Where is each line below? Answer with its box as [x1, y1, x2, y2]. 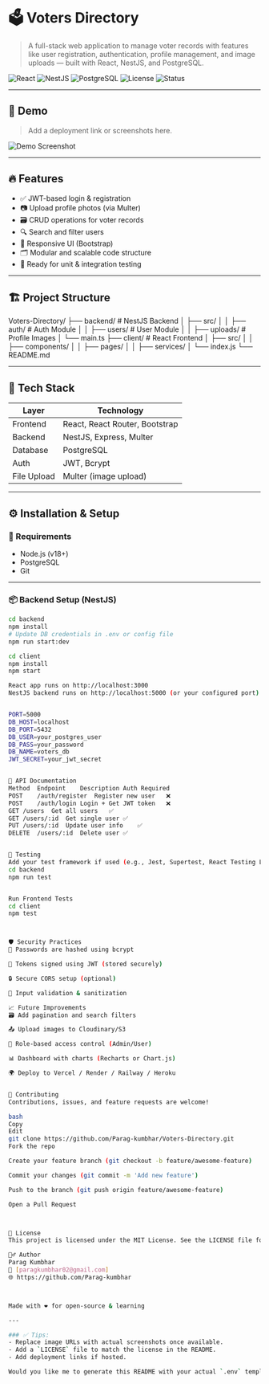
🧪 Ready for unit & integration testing [19, 259, 142, 268]
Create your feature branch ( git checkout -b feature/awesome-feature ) [8, 1157, 252, 1166]
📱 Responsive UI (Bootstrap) [19, 239, 114, 248]
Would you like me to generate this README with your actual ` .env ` [8, 1368, 242, 1376]
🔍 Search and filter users [19, 227, 104, 236]
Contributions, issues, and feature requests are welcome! [8, 1098, 210, 1106]
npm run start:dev [8, 638, 70, 646]
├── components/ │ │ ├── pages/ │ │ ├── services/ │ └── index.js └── [8, 341, 254, 352]
